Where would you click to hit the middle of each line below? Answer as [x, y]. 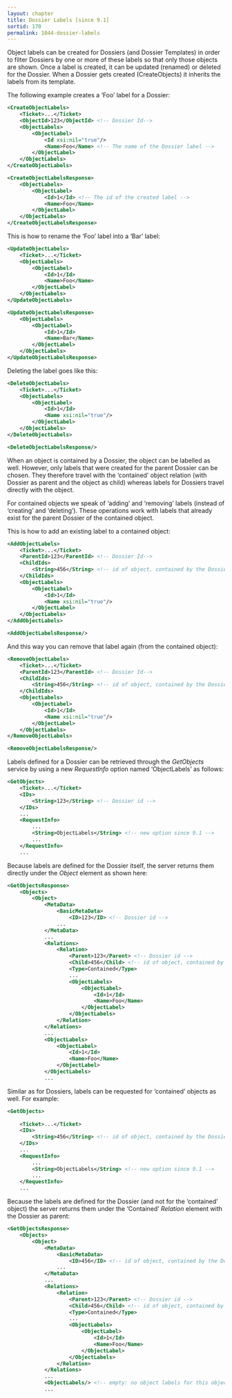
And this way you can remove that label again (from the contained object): [113, 646]
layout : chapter [30, 13]
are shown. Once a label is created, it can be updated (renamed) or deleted [114, 67]
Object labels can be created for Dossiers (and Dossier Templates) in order [114, 52]
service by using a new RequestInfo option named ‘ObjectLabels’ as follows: [116, 769]
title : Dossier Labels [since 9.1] [58, 20]
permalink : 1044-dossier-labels [54, 33]
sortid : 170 [24, 26]
